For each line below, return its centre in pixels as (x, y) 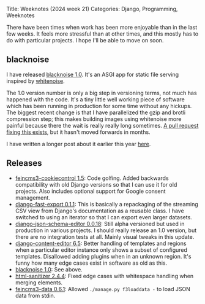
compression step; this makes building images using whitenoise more (94, 119)
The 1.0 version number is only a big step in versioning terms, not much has (102, 93)
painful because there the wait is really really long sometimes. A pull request (102, 125)
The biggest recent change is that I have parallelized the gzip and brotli (96, 112)
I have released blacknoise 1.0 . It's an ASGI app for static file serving (93, 74)
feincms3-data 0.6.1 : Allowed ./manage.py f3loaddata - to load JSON (103, 289)
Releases (24, 163)
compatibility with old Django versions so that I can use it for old (96, 184)
